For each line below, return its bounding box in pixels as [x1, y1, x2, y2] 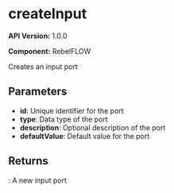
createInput [8, 5, 87, 23]
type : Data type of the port [19, 114, 109, 124]
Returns [8, 154, 49, 168]
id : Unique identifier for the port [19, 106, 125, 115]
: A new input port [8, 176, 68, 185]
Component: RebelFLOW [8, 46, 91, 56]
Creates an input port [8, 61, 78, 71]
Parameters [8, 85, 68, 98]
